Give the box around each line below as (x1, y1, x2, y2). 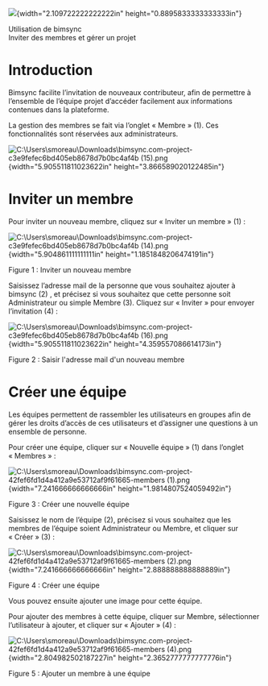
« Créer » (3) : (8, 532, 55, 542)
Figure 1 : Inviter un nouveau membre (8, 264, 132, 274)
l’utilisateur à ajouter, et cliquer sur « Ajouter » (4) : (8, 620, 177, 630)
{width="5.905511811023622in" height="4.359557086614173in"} (8, 339, 222, 348)
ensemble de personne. (8, 426, 87, 436)
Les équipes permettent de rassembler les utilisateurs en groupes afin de (8, 410, 251, 419)
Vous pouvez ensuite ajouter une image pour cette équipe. (8, 596, 203, 605)
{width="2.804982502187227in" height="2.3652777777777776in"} (8, 653, 232, 663)
